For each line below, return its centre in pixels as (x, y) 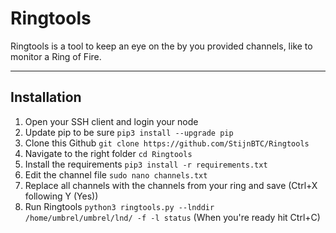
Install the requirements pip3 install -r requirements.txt (146, 164)
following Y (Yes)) (61, 196)
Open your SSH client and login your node (111, 121)
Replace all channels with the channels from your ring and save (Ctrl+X (171, 185)
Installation (46, 97)
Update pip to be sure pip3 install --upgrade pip (129, 132)
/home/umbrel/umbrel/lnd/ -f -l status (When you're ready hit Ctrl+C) (172, 217)
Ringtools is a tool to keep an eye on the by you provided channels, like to (161, 46)
